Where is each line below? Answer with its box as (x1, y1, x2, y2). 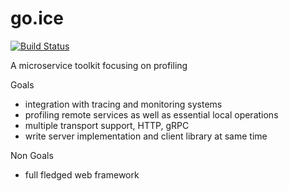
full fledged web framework (24, 168, 140, 181)
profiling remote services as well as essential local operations (24, 108, 279, 121)
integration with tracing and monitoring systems (24, 98, 223, 110)
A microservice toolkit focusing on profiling (10, 59, 188, 71)
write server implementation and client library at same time (24, 130, 268, 142)
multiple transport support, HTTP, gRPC (24, 119, 190, 131)
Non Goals (10, 149, 54, 161)
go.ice (10, 7, 64, 30)
